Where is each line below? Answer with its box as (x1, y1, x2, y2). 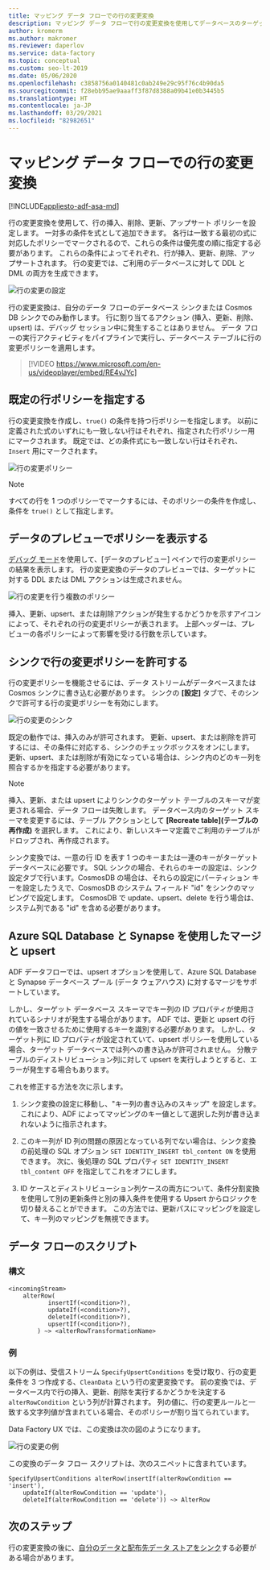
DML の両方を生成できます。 (8, 268, 103, 278)
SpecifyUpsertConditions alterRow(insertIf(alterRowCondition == (8, 1475, 231, 1483)
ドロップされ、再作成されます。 (8, 836, 114, 845)
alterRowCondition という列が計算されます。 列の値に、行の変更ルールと (8, 1398, 249, 1407)
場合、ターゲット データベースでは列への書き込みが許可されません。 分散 (8, 1045, 252, 1054)
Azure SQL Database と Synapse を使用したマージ (8, 928, 262, 943)
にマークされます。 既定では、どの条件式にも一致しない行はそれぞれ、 (8, 436, 243, 446)
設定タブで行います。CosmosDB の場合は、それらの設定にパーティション (8, 873, 251, 883)
